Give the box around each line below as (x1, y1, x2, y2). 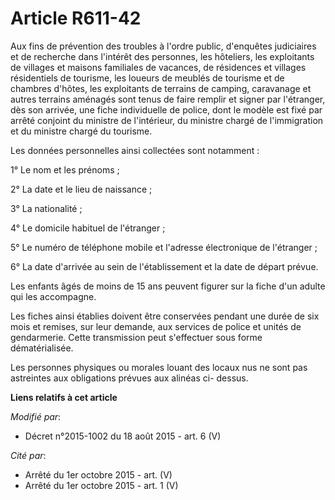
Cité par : (10, 449, 47, 461)
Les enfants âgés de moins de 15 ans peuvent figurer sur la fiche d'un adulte (10, 280, 326, 292)
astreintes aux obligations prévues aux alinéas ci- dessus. (10, 372, 249, 384)
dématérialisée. (10, 342, 74, 354)
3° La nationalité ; (10, 202, 83, 214)
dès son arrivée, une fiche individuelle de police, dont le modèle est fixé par (10, 103, 323, 116)
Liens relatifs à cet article (10, 391, 118, 403)
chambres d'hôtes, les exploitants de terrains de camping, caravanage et (10, 82, 312, 94)
